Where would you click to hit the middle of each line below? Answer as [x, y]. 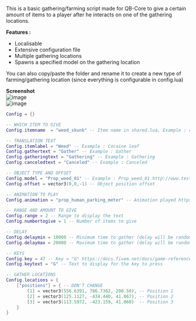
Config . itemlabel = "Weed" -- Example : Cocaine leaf [73, 146]
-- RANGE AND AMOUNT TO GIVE [41, 210]
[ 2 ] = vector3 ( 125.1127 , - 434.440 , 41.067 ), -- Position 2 [100, 296]
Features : [18, 32]
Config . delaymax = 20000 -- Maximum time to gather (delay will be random [99, 243]
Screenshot [20, 91]
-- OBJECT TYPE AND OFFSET [39, 173]
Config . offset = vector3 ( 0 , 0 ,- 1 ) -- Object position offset [81, 184]
